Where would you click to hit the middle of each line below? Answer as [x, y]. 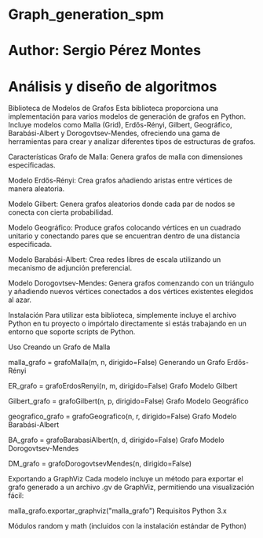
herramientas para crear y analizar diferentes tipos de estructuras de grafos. [132, 142]
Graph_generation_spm [86, 15]
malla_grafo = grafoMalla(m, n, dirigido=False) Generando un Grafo [117, 363]
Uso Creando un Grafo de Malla [59, 347]
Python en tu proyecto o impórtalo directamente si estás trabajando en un [128, 323]
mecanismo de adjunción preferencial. [70, 268]
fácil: [16, 496]
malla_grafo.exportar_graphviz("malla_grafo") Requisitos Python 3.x [118, 511]
